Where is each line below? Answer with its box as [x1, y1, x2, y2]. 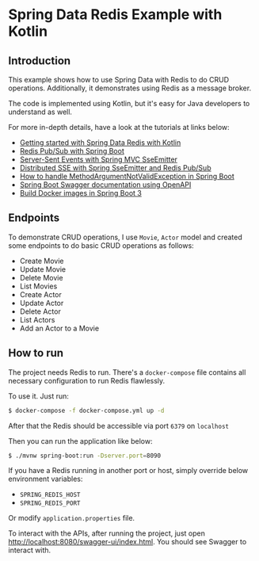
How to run [8, 346, 64, 360]
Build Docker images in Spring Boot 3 [19, 189, 143, 197]
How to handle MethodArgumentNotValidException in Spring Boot [19, 172, 235, 181]
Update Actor [19, 298, 64, 307]
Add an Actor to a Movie [19, 323, 100, 333]
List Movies [19, 281, 58, 291]
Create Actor [19, 289, 62, 299]
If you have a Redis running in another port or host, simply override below [8, 466, 249, 475]
